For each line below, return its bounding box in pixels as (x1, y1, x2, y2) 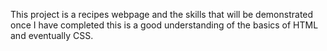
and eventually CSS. (10, 30, 94, 41)
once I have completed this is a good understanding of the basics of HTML (10, 19, 319, 31)
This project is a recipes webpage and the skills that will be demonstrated (10, 9, 314, 20)
